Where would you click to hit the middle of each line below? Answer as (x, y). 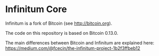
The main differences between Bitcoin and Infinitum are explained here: (80, 43)
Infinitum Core (36, 9)
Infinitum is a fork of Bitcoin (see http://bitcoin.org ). (59, 23)
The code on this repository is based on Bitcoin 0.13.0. (62, 33)
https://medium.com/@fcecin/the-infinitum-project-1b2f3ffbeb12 (73, 48)
